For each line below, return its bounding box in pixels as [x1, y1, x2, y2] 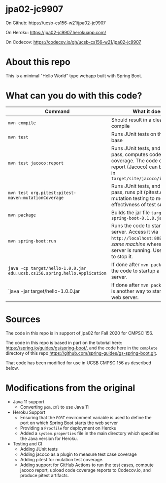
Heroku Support [12, 409, 46, 415]
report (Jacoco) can [111, 163, 158, 170]
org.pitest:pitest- [31, 190, 76, 195]
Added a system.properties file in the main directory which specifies [20, 430, 160, 436]
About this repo [5, 56, 70, 68]
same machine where [111, 241, 162, 247]
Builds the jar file [111, 209, 150, 216]
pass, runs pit [111, 189, 143, 195]
